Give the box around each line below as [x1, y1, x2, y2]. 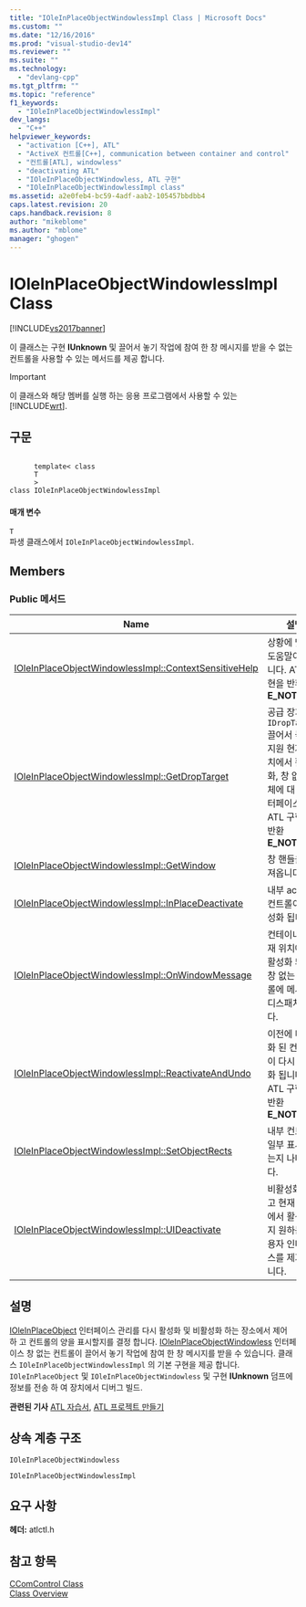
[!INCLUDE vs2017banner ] [9, 323, 107, 334]
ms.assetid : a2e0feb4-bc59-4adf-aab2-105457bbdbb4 [9, 192, 206, 201]
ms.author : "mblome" [9, 226, 88, 235]
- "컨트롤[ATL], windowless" [17, 157, 123, 167]
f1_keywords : [9, 98, 59, 108]
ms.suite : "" [9, 56, 59, 65]
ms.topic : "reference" [9, 89, 96, 99]
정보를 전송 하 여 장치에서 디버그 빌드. [9, 1381, 143, 1392]
